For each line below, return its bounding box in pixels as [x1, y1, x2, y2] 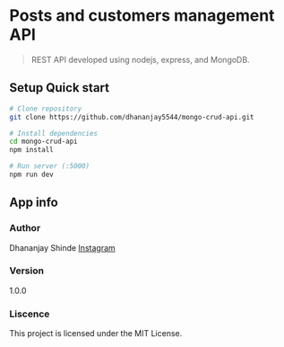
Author [9, 222, 41, 235]
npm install [9, 146, 54, 155]
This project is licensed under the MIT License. [9, 328, 183, 339]
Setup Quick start [9, 80, 110, 95]
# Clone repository [9, 104, 82, 113]
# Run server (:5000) [9, 162, 90, 171]
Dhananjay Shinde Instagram [9, 242, 116, 253]
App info [9, 195, 58, 210]
